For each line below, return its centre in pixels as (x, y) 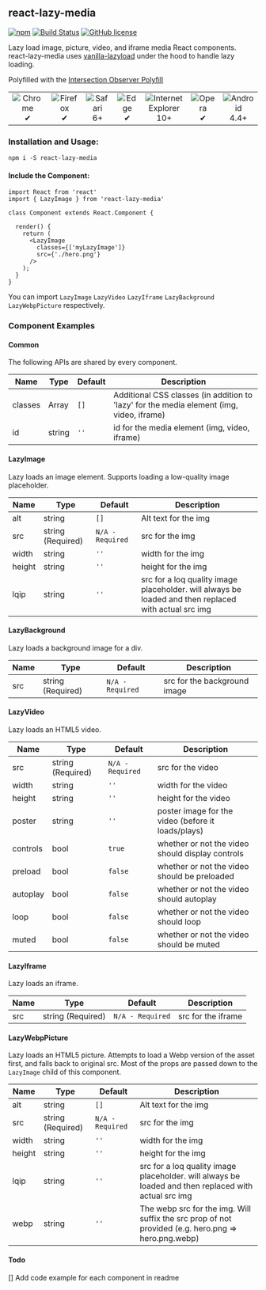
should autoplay (187, 899)
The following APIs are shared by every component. (93, 362)
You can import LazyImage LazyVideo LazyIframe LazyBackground (112, 297)
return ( (37, 234)
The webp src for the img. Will (196, 1208)
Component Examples (51, 326)
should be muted (188, 945)
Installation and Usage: (53, 142)
